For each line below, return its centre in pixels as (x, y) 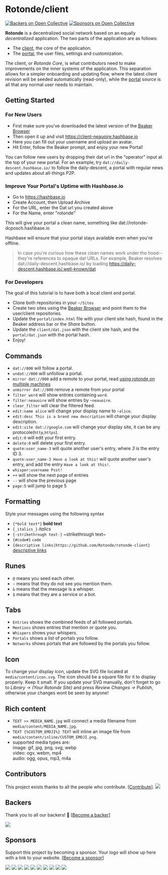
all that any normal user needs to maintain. (49, 85)
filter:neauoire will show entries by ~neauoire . (62, 400)
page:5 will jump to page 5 (39, 486)
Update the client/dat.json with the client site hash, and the (76, 330)
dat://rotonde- (133, 223)
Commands (24, 356)
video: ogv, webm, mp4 (37, 753)
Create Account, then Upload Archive (51, 202)
